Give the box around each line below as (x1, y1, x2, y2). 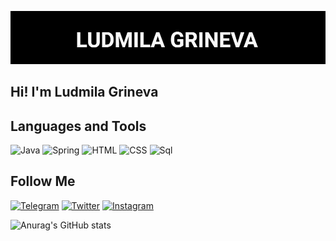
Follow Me (10, 173, 76, 190)
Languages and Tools (10, 117, 147, 135)
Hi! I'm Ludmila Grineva (10, 84, 159, 101)
